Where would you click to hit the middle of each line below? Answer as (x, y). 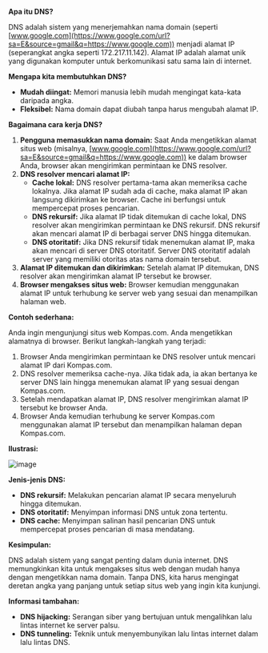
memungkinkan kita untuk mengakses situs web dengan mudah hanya (124, 569)
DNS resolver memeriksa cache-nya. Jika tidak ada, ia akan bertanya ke (138, 374)
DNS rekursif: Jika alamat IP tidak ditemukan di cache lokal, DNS (139, 216)
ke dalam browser (218, 157)
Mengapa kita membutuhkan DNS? (68, 76)
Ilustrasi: (23, 449)
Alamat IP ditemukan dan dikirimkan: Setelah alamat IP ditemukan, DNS (140, 268)
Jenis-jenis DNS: (37, 480)
